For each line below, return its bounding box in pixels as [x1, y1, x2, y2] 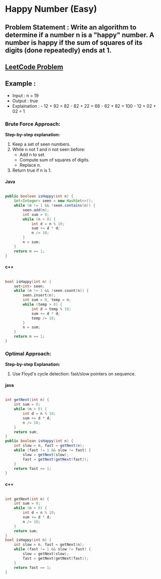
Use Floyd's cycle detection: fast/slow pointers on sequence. [12, 371, 136, 377]
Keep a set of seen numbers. [12, 141, 71, 147]
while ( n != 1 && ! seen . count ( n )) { [14, 288, 89, 293]
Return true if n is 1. [12, 167, 52, 173]
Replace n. [19, 162, 41, 168]
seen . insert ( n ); [23, 293, 56, 298]
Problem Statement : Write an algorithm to [5, 23, 136, 31]
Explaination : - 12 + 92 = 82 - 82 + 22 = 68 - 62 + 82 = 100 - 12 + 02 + [12, 103, 156, 109]
